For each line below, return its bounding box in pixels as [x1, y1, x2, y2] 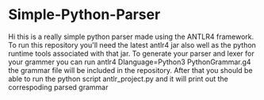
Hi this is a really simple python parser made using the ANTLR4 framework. [8, 32, 254, 41]
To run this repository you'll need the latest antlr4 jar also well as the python [8, 40, 256, 49]
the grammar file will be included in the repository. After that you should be [8, 65, 253, 75]
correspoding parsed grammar [8, 82, 109, 92]
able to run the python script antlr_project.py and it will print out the [8, 74, 228, 83]
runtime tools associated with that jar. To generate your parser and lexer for [8, 48, 255, 58]
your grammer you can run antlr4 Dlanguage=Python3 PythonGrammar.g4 [8, 57, 251, 67]
